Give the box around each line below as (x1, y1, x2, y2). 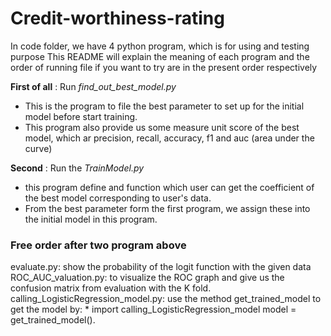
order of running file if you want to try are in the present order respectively (10, 61, 318, 73)
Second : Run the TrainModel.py (10, 162, 145, 174)
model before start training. (24, 110, 138, 122)
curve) (24, 142, 53, 154)
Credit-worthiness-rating (10, 7, 225, 30)
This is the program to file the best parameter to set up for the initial (24, 100, 305, 112)
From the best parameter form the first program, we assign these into (24, 202, 311, 214)
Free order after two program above (10, 238, 187, 252)
